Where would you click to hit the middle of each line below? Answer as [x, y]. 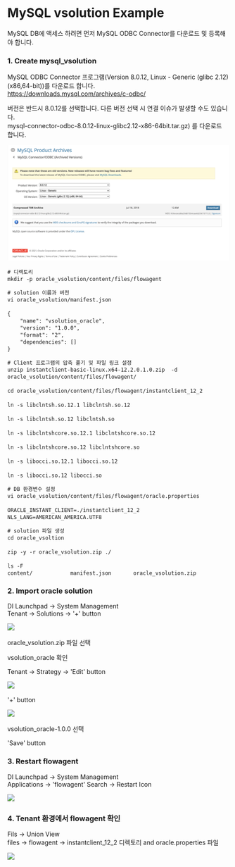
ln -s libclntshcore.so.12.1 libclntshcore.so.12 [82, 433]
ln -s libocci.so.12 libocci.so [55, 476]
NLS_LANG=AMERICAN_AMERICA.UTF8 [55, 518]
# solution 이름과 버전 [38, 293]
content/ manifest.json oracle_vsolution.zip [102, 573]
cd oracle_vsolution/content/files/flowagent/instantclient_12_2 [105, 391]
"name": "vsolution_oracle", [63, 321]
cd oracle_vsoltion [36, 538]
